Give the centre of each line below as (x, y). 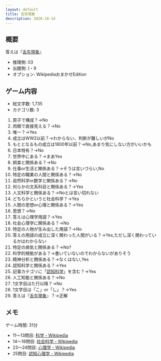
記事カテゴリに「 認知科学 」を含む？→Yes (54, 271)
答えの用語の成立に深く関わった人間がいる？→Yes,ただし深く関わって (82, 235)
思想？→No (24, 211)
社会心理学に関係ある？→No (41, 223)
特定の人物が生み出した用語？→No (47, 229)
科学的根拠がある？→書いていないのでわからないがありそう (72, 253)
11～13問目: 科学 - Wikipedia (40, 335)
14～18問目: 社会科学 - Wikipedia (45, 341)
